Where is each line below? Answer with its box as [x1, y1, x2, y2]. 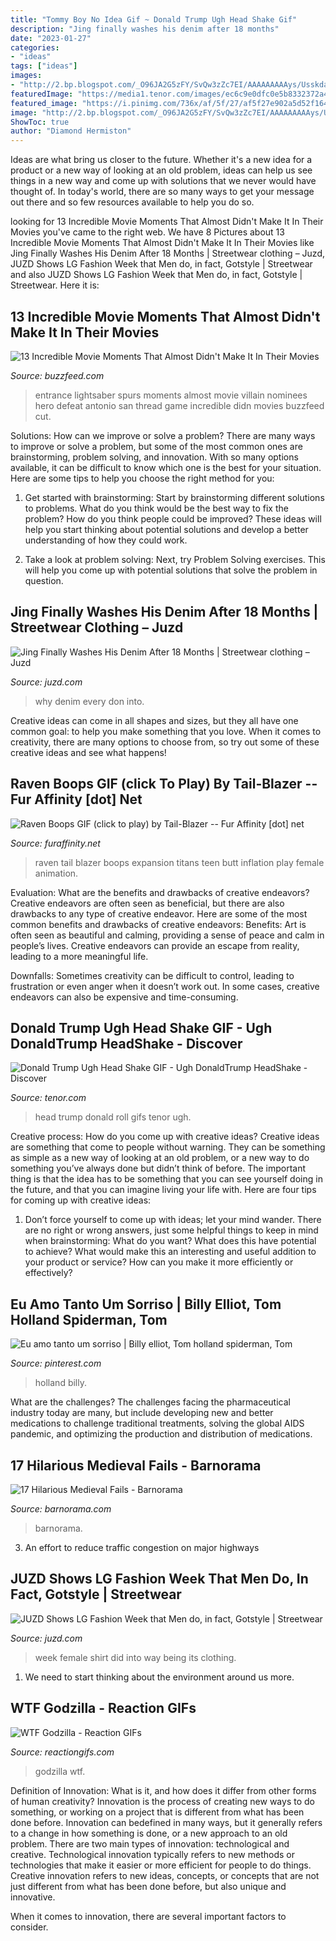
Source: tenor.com [10, 1092, 87, 1104]
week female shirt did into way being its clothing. [34, 1651, 237, 1663]
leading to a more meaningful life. [10, 950, 149, 962]
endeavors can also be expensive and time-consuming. [10, 991, 239, 1003]
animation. [34, 867, 79, 879]
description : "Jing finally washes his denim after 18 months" [10, 24, 280, 34]
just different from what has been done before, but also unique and [10, 1880, 287, 1892]
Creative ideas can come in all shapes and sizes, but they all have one [10, 714, 299, 726]
